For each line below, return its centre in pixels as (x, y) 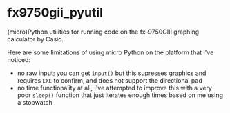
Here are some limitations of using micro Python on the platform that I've (111, 52)
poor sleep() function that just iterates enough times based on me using (120, 95)
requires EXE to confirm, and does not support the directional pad (109, 80)
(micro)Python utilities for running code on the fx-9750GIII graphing (103, 32)
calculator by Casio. (36, 39)
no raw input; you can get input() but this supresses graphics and (112, 73)
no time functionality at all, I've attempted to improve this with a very (115, 88)
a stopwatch (35, 102)
